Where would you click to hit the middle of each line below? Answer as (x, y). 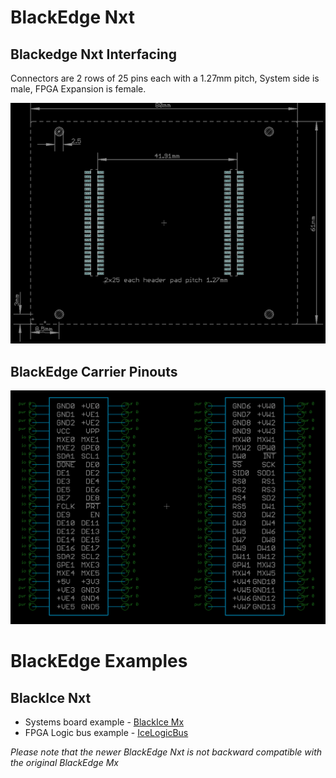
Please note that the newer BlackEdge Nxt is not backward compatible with (166, 752)
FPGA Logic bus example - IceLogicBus (106, 733)
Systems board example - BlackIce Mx (104, 722)
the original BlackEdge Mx (64, 763)
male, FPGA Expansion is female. (78, 89)
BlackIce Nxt (51, 697)
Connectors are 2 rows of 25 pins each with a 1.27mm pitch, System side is (165, 78)
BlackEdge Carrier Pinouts (94, 371)
